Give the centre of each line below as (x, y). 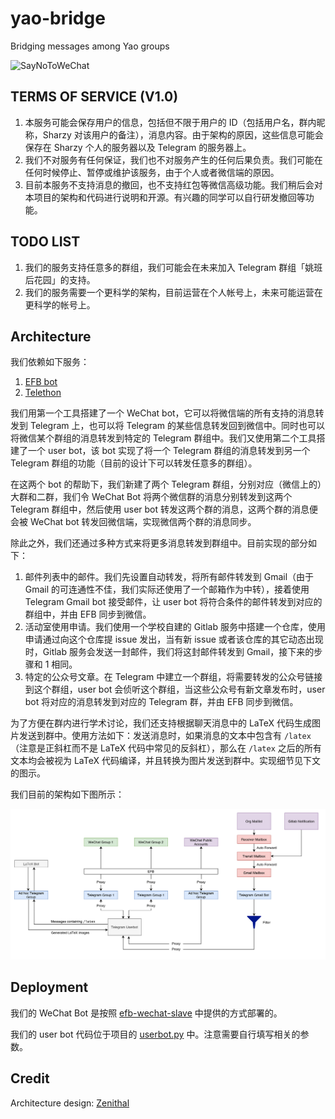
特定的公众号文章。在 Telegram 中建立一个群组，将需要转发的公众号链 (169, 677)
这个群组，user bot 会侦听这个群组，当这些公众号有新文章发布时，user (179, 689)
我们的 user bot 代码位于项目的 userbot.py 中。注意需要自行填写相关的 (155, 1034)
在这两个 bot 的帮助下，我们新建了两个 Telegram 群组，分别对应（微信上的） (166, 484)
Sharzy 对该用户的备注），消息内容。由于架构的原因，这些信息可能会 (183, 134)
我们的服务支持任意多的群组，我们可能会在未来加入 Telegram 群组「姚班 (173, 267)
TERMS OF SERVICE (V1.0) (94, 97)
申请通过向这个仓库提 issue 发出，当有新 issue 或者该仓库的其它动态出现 (174, 639)
